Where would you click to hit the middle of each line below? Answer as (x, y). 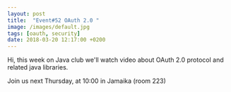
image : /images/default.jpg (49, 27)
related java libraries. (38, 67)
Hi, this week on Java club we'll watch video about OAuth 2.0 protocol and (115, 60)
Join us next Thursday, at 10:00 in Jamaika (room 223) (87, 81)
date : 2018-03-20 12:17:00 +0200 (57, 40)
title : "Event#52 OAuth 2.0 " (53, 20)
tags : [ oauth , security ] (44, 33)
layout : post (26, 14)
